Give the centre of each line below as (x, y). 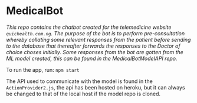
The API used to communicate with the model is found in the (80, 81)
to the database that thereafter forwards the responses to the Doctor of (93, 46)
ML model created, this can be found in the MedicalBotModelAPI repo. (92, 58)
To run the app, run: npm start (43, 69)
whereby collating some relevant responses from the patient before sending (98, 39)
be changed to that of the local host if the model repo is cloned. (83, 94)
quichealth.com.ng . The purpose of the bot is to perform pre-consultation (96, 33)
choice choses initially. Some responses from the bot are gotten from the (95, 52)
